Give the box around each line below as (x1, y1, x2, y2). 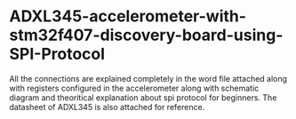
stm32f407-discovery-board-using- (9, 25, 284, 45)
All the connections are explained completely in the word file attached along (9, 73, 287, 83)
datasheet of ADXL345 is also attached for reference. (9, 101, 205, 112)
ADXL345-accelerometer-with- (9, 6, 247, 27)
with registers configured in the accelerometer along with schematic (9, 83, 260, 93)
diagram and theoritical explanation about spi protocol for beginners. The (9, 91, 277, 103)
